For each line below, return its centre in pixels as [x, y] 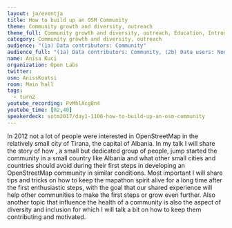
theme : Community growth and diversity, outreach [80, 26]
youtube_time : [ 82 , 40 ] [40, 110]
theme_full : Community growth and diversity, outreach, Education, [106, 33]
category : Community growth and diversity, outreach [85, 39]
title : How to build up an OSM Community [68, 20]
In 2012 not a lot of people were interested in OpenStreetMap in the [103, 136]
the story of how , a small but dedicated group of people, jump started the [112, 151]
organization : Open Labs [43, 65]
